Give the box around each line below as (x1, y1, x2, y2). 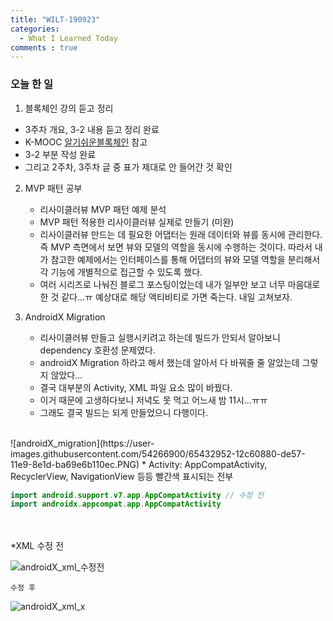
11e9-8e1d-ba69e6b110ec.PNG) (10, 458, 140, 470)
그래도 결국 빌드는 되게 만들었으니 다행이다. (39, 406, 209, 418)
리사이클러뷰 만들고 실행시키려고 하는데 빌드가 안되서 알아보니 (39, 331, 281, 343)
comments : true (10, 42, 78, 53)
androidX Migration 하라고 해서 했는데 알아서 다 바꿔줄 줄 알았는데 (39, 356, 300, 368)
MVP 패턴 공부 (24, 182, 83, 194)
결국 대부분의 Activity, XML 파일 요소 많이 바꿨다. (39, 381, 233, 393)
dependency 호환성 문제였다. (39, 344, 157, 356)
